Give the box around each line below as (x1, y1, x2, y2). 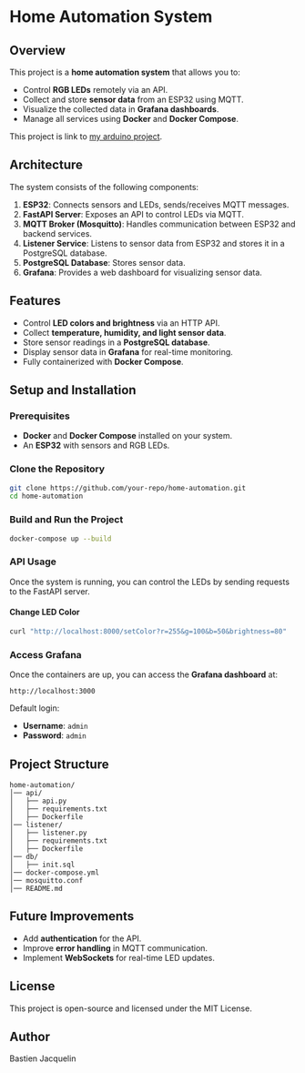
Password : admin (22, 730, 86, 741)
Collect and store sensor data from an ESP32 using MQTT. (22, 94, 244, 105)
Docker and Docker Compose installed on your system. (22, 430, 233, 441)
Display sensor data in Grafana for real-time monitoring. (22, 346, 234, 357)
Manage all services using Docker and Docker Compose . (22, 114, 239, 124)
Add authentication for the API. (22, 933, 142, 944)
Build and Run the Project (9, 513, 124, 526)
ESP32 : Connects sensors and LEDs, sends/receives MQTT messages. (22, 198, 290, 210)
